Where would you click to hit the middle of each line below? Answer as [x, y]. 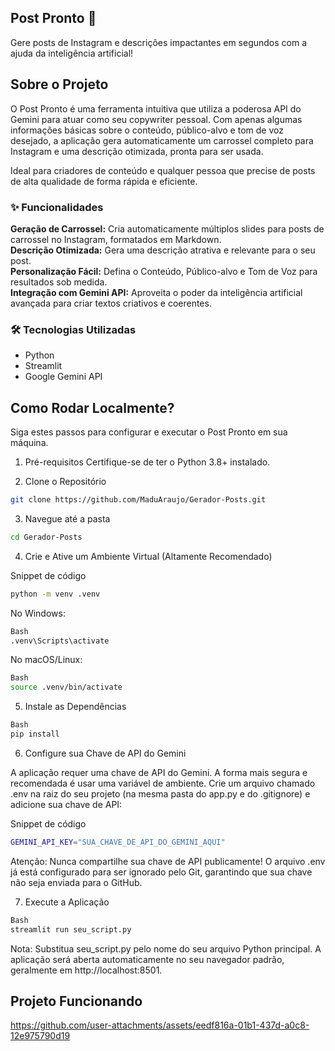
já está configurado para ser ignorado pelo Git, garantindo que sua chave [161, 872]
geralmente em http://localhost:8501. [86, 970]
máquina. [29, 443]
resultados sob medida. [59, 282]
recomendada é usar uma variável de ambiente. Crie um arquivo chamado [163, 783]
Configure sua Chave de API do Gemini [105, 753]
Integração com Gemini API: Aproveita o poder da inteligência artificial [156, 292]
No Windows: [38, 613]
